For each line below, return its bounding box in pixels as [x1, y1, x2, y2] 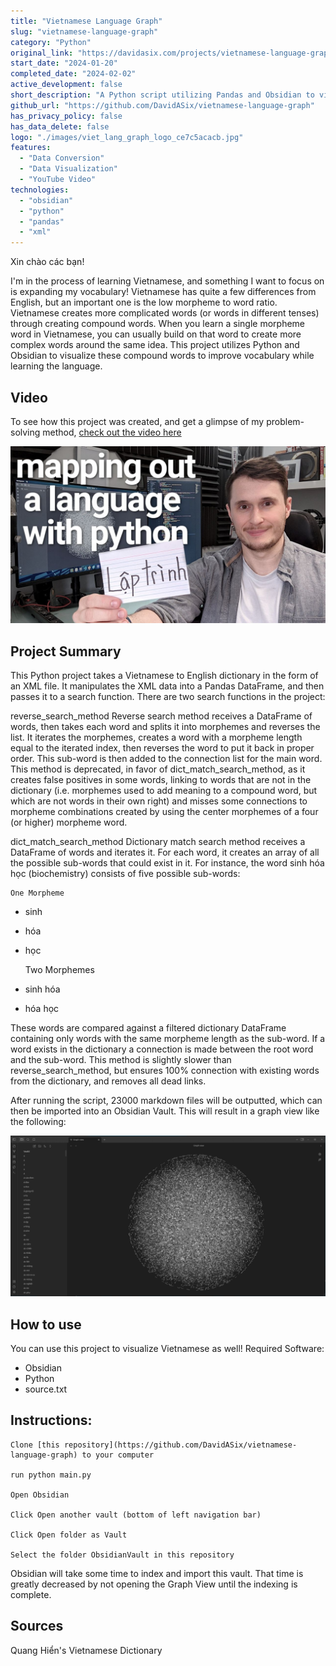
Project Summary [10, 643, 122, 660]
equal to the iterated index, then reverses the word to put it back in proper [10, 742, 315, 754]
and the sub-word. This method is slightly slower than [10, 1054, 232, 1066]
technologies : [10, 185, 70, 195]
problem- [266, 415, 305, 427]
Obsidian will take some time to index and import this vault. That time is [10, 1567, 304, 1579]
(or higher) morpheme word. [10, 816, 128, 829]
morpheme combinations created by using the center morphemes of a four [10, 806, 319, 818]
